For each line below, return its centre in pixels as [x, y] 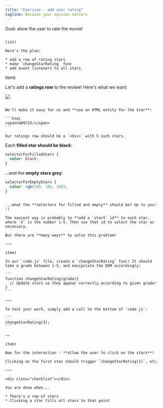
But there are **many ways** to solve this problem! [61, 235]
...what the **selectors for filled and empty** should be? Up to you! [81, 204]
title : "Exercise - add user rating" [44, 10]
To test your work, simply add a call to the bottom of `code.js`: [77, 309]
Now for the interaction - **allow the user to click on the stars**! [80, 353]
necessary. [16, 226]
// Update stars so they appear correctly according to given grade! [83, 283]
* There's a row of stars [32, 396]
